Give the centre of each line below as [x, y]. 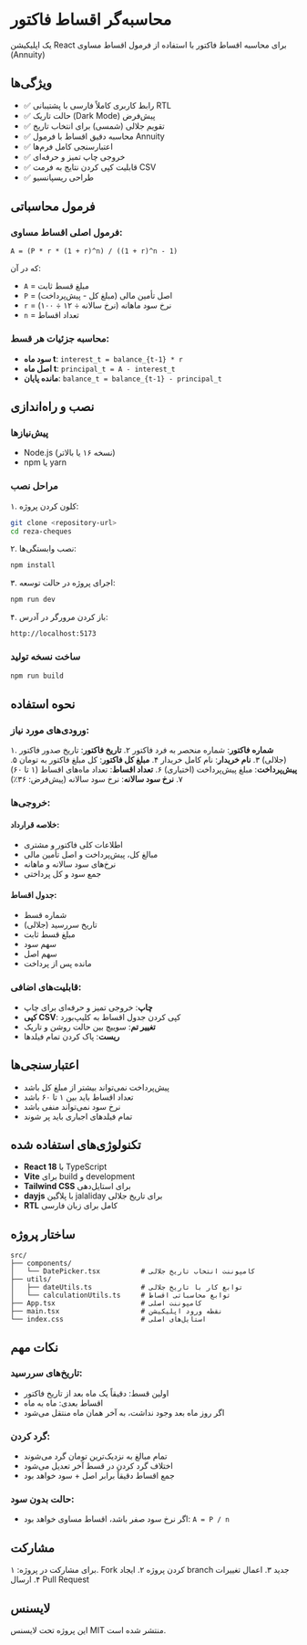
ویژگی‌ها [31, 84]
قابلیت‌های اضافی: [46, 987]
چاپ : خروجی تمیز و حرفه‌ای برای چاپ [88, 1007]
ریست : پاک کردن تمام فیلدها [72, 1036]
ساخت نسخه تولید [46, 657]
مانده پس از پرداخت [57, 964]
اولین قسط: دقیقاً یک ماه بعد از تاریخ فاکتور [96, 1393]
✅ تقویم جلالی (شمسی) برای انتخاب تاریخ [94, 126]
